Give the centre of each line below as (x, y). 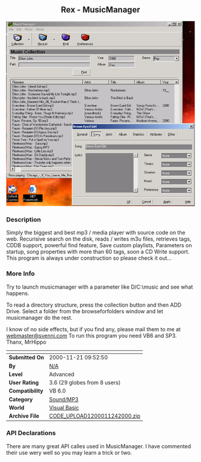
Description (24, 220)
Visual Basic (64, 407)
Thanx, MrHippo (26, 342)
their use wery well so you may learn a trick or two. (69, 452)
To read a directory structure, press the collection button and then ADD (94, 305)
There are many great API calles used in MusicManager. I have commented (99, 446)
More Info (21, 274)
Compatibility (26, 391)
